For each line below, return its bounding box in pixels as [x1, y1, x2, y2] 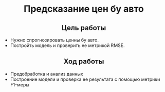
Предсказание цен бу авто [24, 3, 144, 15]
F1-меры [10, 81, 30, 87]
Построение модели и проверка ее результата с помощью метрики [10, 76, 160, 82]
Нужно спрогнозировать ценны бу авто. [10, 37, 99, 43]
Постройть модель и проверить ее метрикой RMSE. [10, 42, 125, 49]
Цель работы [61, 24, 106, 32]
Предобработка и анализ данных [10, 71, 83, 77]
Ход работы [63, 57, 104, 66]
